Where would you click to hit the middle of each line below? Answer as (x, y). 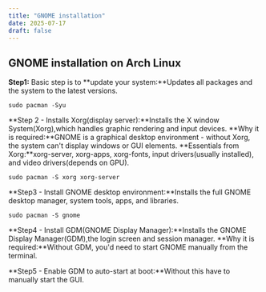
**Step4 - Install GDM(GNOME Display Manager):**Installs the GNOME (127, 230)
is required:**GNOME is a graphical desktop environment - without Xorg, (129, 138)
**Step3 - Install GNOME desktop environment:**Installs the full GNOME (130, 192)
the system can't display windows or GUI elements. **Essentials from (124, 146)
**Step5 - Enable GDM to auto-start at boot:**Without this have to (119, 271)
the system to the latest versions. (63, 91)
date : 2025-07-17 (37, 23)
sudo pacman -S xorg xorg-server (64, 178)
